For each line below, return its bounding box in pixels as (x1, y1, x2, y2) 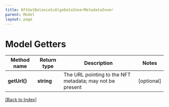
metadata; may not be (63, 77, 115, 84)
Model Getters (5, 38, 66, 50)
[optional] (138, 77, 161, 84)
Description (84, 60, 113, 67)
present (63, 84, 82, 91)
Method (11, 56, 30, 63)
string (37, 77, 52, 84)
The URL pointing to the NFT (63, 71, 131, 78)
